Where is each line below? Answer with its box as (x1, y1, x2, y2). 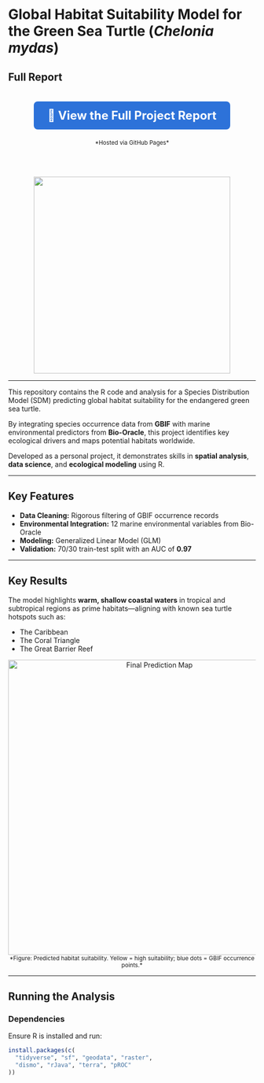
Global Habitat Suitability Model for (8, 6, 242, 24)
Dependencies (8, 1013, 65, 1024)
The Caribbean (19, 627, 68, 637)
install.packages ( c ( (8, 1047, 76, 1055)
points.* (121, 961, 143, 969)
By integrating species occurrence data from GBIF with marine (8, 420, 211, 428)
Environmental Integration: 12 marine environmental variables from (19, 519, 240, 528)
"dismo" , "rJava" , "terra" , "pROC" (15, 1061, 132, 1070)
